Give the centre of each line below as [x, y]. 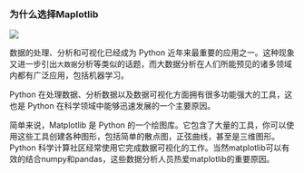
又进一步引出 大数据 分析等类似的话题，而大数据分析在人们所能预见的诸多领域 [151, 64]
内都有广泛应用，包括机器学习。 [69, 75]
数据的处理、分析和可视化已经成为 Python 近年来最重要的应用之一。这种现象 [152, 53]
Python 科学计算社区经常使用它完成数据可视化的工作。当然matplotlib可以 [146, 148]
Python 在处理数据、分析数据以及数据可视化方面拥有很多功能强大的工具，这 [151, 95]
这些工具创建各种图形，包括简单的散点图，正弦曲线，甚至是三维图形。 [148, 137]
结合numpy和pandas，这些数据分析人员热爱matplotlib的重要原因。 [150, 159]
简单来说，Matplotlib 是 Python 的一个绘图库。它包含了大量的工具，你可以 [148, 125]
